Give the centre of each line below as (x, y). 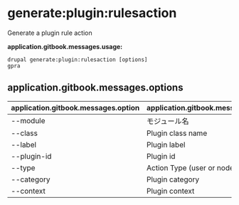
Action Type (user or (181, 167)
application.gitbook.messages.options (95, 88)
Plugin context (171, 191)
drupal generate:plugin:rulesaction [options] (78, 59)
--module (28, 120)
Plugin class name (177, 133)
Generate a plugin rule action (50, 33)
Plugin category (173, 179)
